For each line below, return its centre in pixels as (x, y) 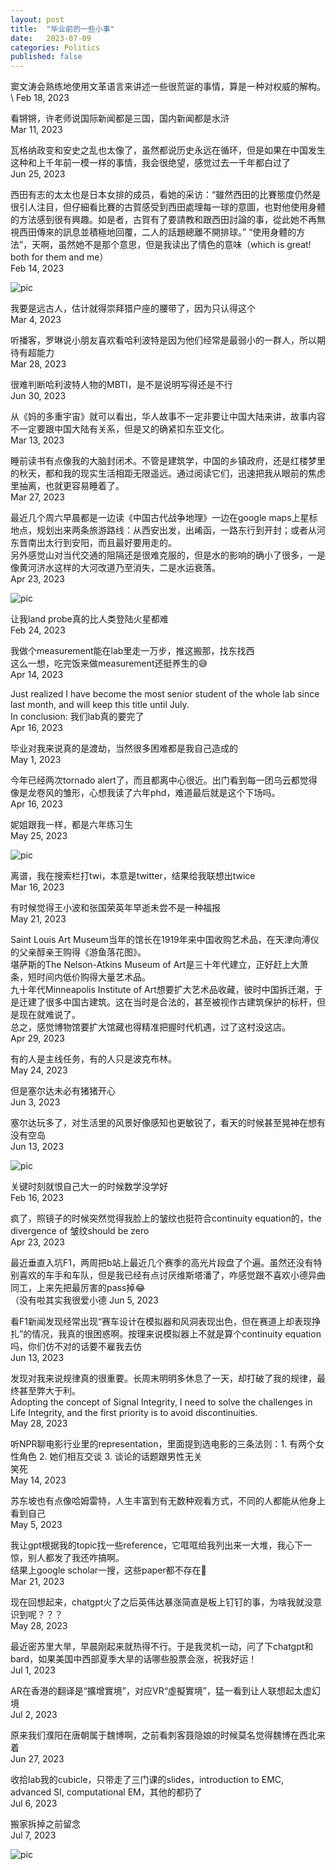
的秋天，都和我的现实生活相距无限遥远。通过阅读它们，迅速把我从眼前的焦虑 (168, 473)
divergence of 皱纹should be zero (80, 1231)
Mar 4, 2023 (36, 320)
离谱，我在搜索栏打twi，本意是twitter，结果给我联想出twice (133, 876)
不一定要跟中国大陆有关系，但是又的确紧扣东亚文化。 (120, 429)
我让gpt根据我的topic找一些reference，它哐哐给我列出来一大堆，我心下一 (161, 1545)
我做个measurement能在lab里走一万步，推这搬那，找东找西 (132, 651)
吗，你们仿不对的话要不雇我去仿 (76, 1347)
